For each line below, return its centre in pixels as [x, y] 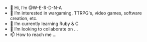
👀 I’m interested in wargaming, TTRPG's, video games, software [76, 13]
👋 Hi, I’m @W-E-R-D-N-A [36, 8]
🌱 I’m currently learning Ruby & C [44, 23]
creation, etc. [24, 18]
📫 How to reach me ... [33, 34]
